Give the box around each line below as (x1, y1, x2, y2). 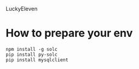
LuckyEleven (5, 5, 38, 12)
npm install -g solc (5, 46, 58, 52)
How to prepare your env (5, 27, 133, 40)
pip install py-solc (5, 51, 58, 57)
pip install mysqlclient (5, 57, 69, 63)
